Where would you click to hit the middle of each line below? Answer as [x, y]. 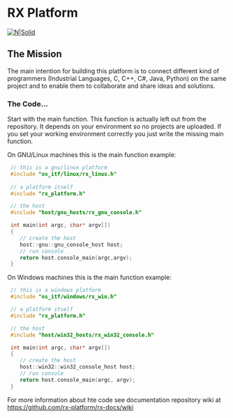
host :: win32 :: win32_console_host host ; [78, 367]
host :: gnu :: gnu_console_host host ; [72, 245]
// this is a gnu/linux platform [59, 168]
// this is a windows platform [55, 290]
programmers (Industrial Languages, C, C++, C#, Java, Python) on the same [117, 78]
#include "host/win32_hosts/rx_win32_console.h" [82, 335]
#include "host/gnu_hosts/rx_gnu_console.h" [76, 213]
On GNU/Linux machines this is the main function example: [92, 155]
